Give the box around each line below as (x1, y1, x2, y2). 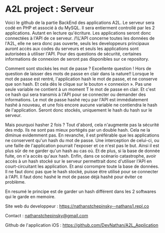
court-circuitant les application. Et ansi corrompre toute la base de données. (5, 163, 160, 169)
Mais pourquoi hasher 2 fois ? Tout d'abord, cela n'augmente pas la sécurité (5, 121, 160, 128)
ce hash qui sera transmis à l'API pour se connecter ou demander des (5, 92, 146, 97)
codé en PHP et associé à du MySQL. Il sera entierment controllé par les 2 (5, 24, 155, 30)
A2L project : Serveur (5, 3, 94, 15)
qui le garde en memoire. (5, 193, 55, 199)
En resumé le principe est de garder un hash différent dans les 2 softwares (5, 188, 156, 194)
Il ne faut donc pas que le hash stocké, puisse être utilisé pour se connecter (5, 168, 159, 174)
